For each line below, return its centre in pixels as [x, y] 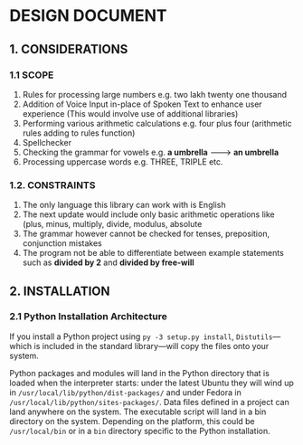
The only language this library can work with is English [124, 205]
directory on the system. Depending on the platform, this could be [132, 421]
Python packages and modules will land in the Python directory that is [139, 373]
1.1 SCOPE [32, 75]
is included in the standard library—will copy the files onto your [151, 346]
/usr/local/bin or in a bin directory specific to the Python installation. [140, 431]
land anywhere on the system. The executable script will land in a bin [138, 412]
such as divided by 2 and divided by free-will [108, 262]
